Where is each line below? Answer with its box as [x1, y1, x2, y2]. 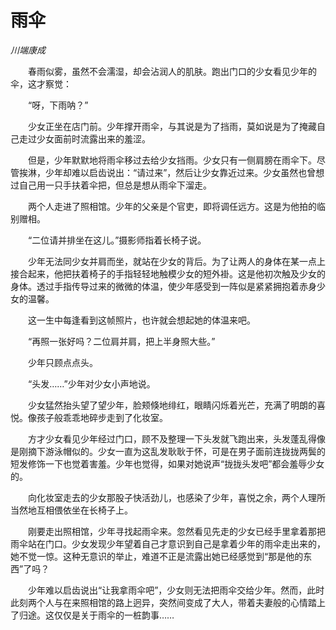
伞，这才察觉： [10, 77, 72, 90]
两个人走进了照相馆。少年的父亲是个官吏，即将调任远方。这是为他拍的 [27, 200, 317, 212]
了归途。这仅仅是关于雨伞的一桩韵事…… [10, 609, 175, 621]
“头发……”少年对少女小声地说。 [27, 377, 156, 390]
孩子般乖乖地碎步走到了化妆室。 [36, 411, 168, 423]
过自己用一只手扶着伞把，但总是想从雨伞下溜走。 [10, 179, 212, 191]
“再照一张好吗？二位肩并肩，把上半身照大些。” [27, 335, 216, 347]
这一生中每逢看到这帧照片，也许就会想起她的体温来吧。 [27, 314, 256, 326]
